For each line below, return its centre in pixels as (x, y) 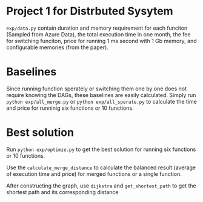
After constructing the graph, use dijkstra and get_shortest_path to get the (101, 186)
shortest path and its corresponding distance (62, 192)
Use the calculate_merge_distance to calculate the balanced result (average (101, 167)
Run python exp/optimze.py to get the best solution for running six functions (101, 149)
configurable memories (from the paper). (58, 47)
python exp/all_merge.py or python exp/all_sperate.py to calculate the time (101, 101)
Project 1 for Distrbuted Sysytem (90, 11)
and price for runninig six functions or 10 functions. (70, 108)
